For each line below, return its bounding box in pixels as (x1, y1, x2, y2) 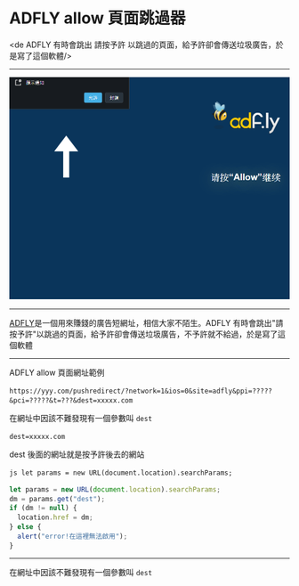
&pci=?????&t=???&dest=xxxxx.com (9, 395, 133, 405)
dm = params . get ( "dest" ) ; (9, 494, 105, 503)
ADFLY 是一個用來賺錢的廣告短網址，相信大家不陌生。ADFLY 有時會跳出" (9, 317, 276, 328)
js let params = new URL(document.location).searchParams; (9, 468, 233, 477)
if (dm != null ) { (9, 504, 77, 513)
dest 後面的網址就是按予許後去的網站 (9, 449, 145, 460)
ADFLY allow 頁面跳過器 (9, 8, 186, 28)
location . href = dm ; (17, 513, 93, 522)
